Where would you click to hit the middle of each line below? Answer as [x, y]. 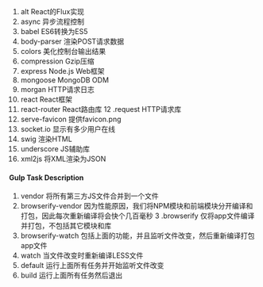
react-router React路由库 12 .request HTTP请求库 [101, 109]
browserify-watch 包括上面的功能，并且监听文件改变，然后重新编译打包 [137, 235]
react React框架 [46, 99]
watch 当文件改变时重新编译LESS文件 [82, 255]
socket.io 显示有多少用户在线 [68, 129]
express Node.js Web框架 [63, 71]
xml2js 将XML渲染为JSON [63, 159]
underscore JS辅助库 [55, 149]
